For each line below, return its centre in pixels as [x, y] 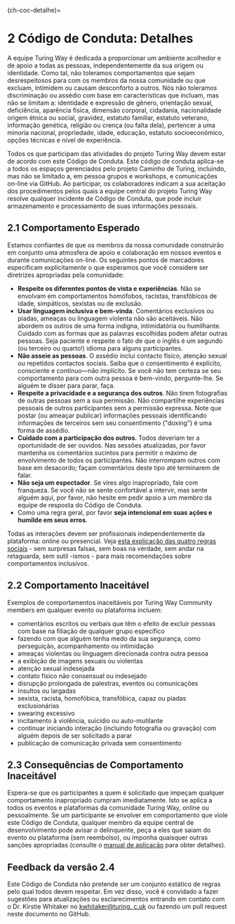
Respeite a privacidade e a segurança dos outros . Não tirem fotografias [122, 393]
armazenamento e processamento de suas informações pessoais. [102, 206]
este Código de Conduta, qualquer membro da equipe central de [101, 823]
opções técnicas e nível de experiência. [65, 140]
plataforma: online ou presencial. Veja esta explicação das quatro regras [112, 541]
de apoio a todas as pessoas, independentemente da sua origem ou [105, 65]
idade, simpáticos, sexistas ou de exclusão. [80, 303]
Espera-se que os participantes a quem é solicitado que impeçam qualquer [116, 793]
